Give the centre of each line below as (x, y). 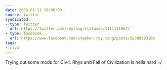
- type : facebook (24, 33)
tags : (11, 43)
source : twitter (22, 15)
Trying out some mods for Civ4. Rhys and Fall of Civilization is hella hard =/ (83, 62)
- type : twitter (22, 24)
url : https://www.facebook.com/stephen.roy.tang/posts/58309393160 (82, 39)
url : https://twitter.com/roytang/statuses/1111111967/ (70, 29)
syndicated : (18, 19)
